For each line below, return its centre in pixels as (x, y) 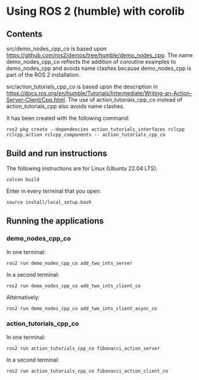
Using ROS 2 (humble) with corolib (96, 11)
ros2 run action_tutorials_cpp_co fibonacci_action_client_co (87, 371)
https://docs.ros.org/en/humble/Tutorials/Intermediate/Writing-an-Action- (99, 93)
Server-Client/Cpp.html (36, 100)
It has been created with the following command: (68, 118)
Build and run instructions (57, 154)
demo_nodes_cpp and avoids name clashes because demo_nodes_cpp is (99, 68)
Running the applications (55, 221)
